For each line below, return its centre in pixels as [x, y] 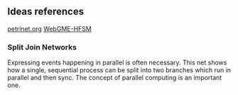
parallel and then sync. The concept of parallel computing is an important [115, 78]
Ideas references [45, 12]
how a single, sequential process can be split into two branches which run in [119, 70]
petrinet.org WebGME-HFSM [50, 28]
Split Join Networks [42, 47]
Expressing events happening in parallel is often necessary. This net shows [117, 62]
